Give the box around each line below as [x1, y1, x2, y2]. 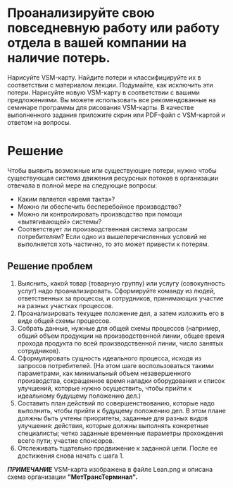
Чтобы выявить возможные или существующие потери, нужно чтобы [7, 166, 217, 174]
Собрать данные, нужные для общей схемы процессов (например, [17, 324, 220, 332]
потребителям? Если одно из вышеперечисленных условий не [17, 232, 207, 240]
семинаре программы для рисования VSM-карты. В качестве [7, 103, 194, 111]
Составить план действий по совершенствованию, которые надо [17, 398, 215, 407]
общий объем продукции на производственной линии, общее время [17, 331, 225, 340]
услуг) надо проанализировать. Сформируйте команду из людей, [17, 286, 216, 295]
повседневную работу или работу [7, 20, 220, 36]
